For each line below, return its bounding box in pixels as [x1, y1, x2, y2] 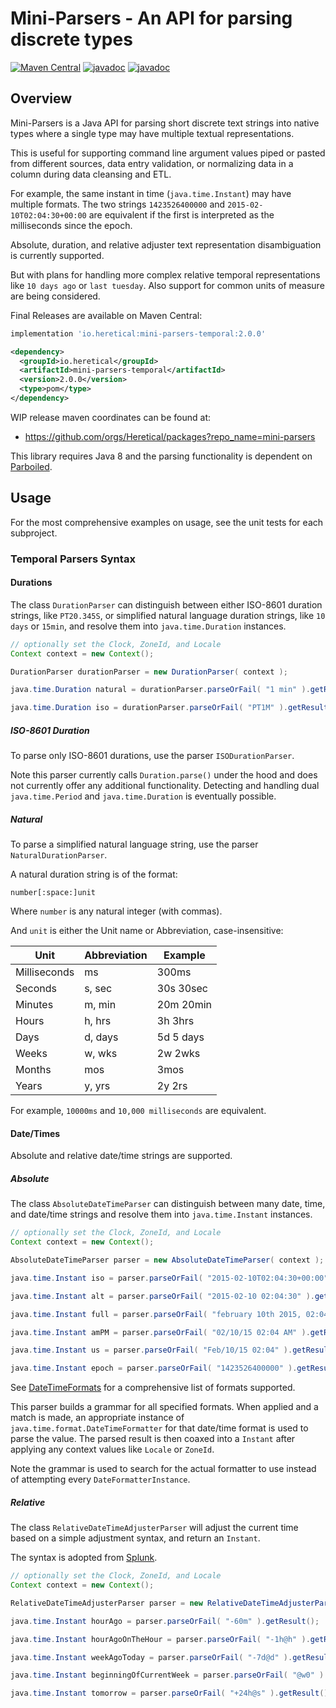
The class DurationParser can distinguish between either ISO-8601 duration [10, 598, 323, 611]
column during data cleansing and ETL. [10, 168, 172, 180]
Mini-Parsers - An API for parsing [10, 7, 293, 30]
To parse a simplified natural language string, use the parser [10, 838, 259, 851]
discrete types [10, 28, 133, 51]
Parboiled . [10, 460, 53, 472]
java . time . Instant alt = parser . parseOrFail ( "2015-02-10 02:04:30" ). [10, 1291, 315, 1301]
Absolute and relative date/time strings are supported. [10, 1150, 233, 1162]
